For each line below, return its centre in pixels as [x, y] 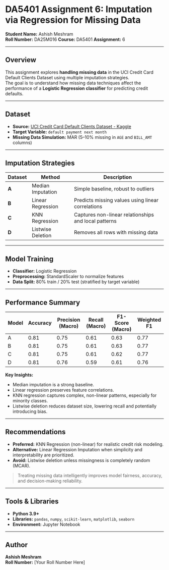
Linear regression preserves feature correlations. [63, 390]
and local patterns [95, 221]
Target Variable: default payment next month [60, 132]
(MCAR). [21, 465]
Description [118, 177]
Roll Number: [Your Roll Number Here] [45, 562]
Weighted [149, 320]
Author [16, 545]
